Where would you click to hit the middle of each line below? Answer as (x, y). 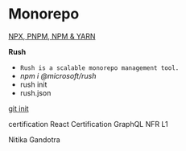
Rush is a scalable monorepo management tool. (99, 68)
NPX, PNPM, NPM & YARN (52, 36)
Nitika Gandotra (34, 139)
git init (19, 108)
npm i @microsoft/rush (58, 75)
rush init (33, 84)
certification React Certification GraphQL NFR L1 (88, 124)
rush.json (35, 92)
